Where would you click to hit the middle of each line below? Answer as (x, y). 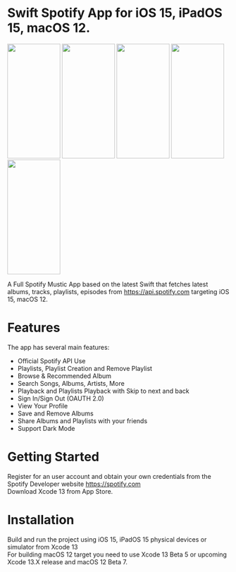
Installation (41, 520)
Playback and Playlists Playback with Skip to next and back (103, 391)
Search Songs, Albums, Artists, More (71, 383)
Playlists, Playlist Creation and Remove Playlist (85, 368)
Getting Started (54, 457)
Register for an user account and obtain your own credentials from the (109, 476)
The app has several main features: (58, 347)
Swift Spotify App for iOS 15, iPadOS (115, 13)
